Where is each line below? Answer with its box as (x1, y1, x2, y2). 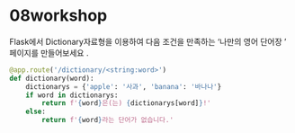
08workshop (9, 5, 108, 26)
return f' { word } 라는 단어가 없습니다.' (41, 116, 174, 125)
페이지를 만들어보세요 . (9, 47, 89, 58)
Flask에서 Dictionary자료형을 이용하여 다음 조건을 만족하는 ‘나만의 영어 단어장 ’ (9, 36, 287, 47)
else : (25, 107, 47, 117)
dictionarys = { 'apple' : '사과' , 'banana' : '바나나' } (25, 82, 222, 91)
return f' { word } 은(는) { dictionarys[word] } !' (41, 99, 211, 108)
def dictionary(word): (9, 74, 94, 83)
